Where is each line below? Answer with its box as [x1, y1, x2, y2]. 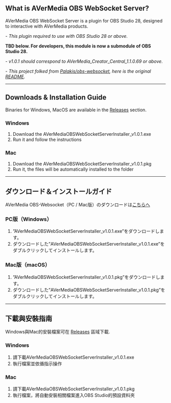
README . [5, 74, 25, 80]
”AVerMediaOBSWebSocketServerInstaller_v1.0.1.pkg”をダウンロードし [12, 274, 160, 280]
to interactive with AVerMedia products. [5, 23, 89, 29]
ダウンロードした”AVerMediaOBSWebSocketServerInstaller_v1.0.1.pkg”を [12, 287, 165, 293]
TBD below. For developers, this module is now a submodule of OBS [5, 43, 151, 49]
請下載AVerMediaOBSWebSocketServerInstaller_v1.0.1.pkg [12, 386, 135, 392]
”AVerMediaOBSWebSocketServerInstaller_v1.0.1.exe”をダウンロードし [12, 228, 160, 234]
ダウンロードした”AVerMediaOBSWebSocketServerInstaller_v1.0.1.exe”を [12, 241, 165, 247]
